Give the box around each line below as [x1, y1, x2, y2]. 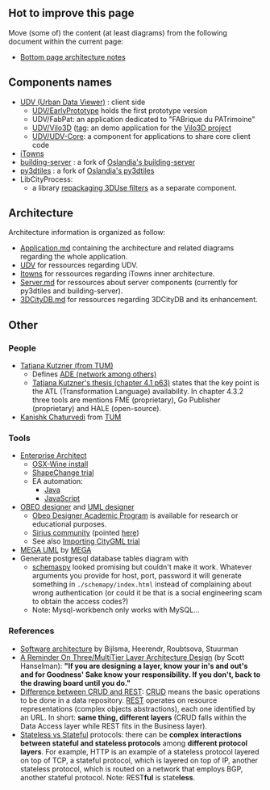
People [8, 342, 36, 354]
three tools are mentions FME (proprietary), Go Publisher [31, 395, 221, 405]
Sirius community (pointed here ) [31, 528, 139, 538]
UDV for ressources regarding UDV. [19, 260, 139, 270]
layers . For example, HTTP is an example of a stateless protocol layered [19, 746, 260, 756]
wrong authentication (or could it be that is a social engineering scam [31, 588, 263, 598]
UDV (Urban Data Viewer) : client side [19, 97, 146, 107]
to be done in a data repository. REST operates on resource [19, 695, 218, 705]
